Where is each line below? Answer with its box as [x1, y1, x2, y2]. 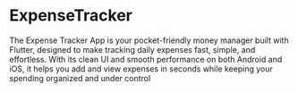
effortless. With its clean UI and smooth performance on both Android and [9, 54, 283, 64]
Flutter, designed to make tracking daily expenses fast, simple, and [9, 44, 256, 54]
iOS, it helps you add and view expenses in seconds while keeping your [9, 63, 273, 74]
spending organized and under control [9, 72, 151, 83]
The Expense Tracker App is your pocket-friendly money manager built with [9, 35, 289, 46]
